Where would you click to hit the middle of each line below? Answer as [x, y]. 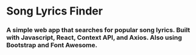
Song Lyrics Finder [55, 11]
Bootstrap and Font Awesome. [52, 45]
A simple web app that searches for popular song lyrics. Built [98, 30]
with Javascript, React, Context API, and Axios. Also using [94, 37]
